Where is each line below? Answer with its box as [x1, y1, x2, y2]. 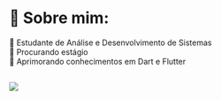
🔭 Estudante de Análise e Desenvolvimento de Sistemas [9, 37, 212, 48]
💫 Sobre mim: [9, 8, 110, 28]
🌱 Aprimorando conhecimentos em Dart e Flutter [9, 56, 187, 66]
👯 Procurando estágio [9, 46, 88, 57]
